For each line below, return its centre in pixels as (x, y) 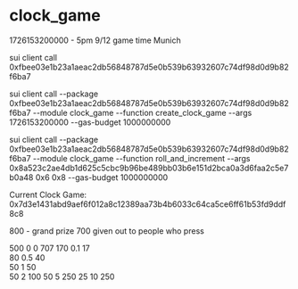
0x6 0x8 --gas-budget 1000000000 (102, 177)
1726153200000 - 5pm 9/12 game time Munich (95, 40)
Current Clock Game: (48, 194)
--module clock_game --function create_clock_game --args (142, 112)
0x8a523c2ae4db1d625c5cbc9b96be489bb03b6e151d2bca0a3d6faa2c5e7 (149, 168)
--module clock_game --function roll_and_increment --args (142, 158)
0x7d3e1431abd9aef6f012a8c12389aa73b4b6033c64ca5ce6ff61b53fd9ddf (148, 204)
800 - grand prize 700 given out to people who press (107, 231)
